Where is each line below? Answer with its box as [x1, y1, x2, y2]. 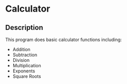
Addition [12, 47, 30, 52]
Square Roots [12, 73, 42, 79]
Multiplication [12, 63, 42, 68]
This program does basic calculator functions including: [5, 36, 122, 43]
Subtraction [12, 52, 37, 58]
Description [5, 23, 43, 32]
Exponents [12, 68, 36, 74]
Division [12, 57, 29, 63]
